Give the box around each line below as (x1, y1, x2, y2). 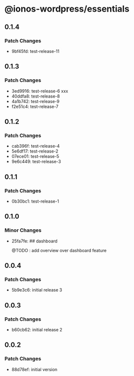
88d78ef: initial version (11, 366, 58, 372)
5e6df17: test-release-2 (11, 148, 59, 154)
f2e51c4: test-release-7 (11, 103, 59, 109)
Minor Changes (4, 227, 42, 234)
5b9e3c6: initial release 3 (11, 287, 62, 293)
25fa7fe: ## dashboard (11, 238, 58, 244)
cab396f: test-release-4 (11, 143, 60, 149)
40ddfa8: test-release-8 (11, 93, 60, 99)
